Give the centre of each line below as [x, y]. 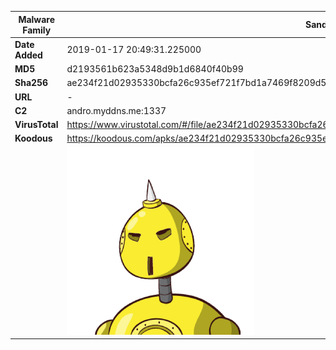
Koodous [33, 138]
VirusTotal [36, 124]
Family [37, 30]
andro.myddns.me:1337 [116, 110]
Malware [37, 19]
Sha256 [31, 83]
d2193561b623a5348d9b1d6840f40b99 [155, 69]
